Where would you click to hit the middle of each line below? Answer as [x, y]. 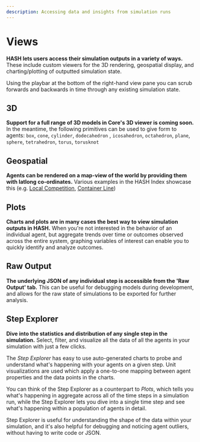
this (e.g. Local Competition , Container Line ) [61, 188]
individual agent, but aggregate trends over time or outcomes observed [95, 235]
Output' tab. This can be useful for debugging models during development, [100, 287]
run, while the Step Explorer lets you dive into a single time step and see [96, 402]
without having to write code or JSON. [54, 432]
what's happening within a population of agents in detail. [77, 408]
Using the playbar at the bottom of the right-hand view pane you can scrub [99, 83]
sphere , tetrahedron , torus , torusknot [53, 142]
